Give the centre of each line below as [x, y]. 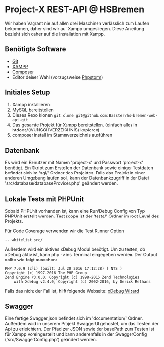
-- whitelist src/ [24, 240]
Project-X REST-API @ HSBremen [75, 10]
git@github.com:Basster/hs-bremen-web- [116, 115]
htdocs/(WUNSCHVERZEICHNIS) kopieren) [56, 130]
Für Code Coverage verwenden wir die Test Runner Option [65, 231]
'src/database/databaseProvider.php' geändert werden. [62, 183]
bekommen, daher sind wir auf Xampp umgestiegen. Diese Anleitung [75, 28]
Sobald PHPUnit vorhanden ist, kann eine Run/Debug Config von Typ [75, 211]
